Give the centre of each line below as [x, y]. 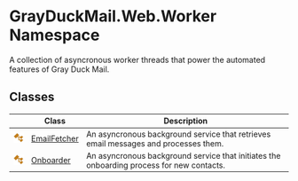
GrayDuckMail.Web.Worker [113, 16]
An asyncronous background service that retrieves [178, 134]
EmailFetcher [55, 138]
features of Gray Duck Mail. [59, 69]
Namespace [55, 35]
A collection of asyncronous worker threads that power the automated [137, 59]
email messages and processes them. [155, 143]
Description [186, 121]
